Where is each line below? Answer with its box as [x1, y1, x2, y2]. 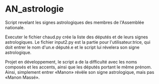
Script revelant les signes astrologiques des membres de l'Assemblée [5, 19, 144, 25]
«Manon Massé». [5, 74, 40, 80]
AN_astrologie [5, 3, 64, 15]
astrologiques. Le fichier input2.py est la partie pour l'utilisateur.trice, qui [5, 39, 151, 45]
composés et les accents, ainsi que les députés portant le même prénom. [5, 64, 152, 70]
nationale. [5, 24, 25, 30]
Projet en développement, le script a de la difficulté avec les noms [5, 59, 137, 65]
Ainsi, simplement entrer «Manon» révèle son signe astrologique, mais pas [5, 69, 155, 75]
